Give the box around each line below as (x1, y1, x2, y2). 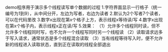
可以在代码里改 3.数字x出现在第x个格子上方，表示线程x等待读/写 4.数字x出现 (5, 17, 163, 22)
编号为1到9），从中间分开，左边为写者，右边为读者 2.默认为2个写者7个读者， (5, 10, 163, 16)
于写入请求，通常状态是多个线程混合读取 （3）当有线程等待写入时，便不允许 (5, 35, 163, 41)
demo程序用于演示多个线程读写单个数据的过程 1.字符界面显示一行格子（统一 (5, 4, 162, 10)
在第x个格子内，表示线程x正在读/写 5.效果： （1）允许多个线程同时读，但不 (5, 23, 160, 29)
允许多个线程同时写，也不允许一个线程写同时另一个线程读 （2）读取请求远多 (5, 29, 163, 35)
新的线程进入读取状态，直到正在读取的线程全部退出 (5, 42, 111, 47)
